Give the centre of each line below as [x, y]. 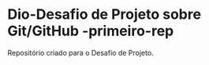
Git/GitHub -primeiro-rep [91, 31]
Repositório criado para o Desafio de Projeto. [81, 52]
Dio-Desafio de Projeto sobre [104, 14]
